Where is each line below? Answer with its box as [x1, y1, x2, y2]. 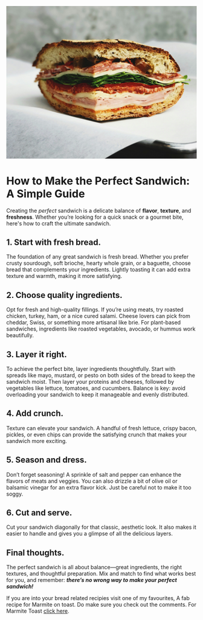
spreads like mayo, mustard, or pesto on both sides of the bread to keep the [6, 372, 195, 379]
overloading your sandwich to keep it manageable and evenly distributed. [6, 390, 189, 398]
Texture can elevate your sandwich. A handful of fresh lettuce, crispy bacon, [6, 424, 197, 431]
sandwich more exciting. [6, 437, 68, 444]
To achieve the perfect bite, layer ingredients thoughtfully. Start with [6, 365, 176, 372]
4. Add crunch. [6, 408, 63, 419]
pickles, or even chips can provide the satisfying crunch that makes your [6, 431, 187, 438]
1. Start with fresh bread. [6, 237, 101, 247]
